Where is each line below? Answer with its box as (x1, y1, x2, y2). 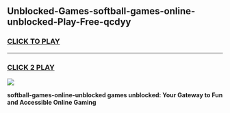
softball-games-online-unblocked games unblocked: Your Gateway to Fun (7, 90, 223, 99)
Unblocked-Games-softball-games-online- (7, 5, 196, 17)
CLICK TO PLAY (7, 37, 60, 47)
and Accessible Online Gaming (7, 98, 97, 106)
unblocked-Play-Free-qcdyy (7, 16, 131, 28)
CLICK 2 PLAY (7, 62, 55, 72)
